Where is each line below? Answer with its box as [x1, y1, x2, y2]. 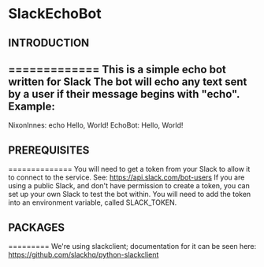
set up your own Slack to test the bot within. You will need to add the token [8, 190, 251, 199]
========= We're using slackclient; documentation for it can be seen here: [8, 242, 257, 251]
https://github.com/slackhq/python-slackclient [8, 250, 159, 260]
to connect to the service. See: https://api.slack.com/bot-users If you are [8, 172, 245, 182]
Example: [8, 99, 55, 113]
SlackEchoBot [8, 5, 102, 23]
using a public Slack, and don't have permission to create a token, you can [8, 181, 250, 191]
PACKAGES [8, 221, 65, 234]
